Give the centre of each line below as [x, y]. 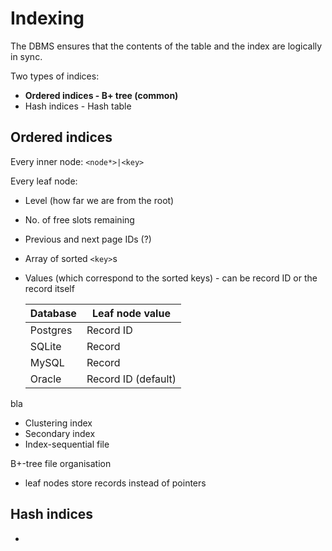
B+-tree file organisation [61, 463]
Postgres [51, 330]
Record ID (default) [131, 379]
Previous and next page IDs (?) [88, 239]
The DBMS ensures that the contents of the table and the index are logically [166, 46]
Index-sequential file [67, 444]
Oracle [45, 379]
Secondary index [60, 433]
